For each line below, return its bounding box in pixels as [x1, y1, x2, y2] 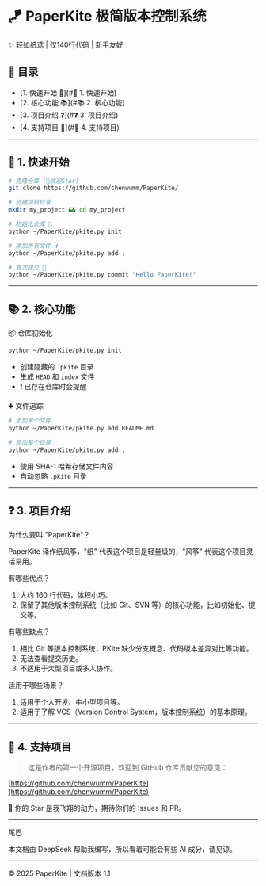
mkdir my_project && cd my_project [8, 206, 126, 214]
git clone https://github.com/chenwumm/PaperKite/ [8, 184, 179, 193]
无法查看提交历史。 [19, 654, 83, 663]
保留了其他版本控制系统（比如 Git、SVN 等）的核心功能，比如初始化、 [19, 600, 249, 610]
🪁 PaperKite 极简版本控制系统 [8, 7, 207, 25]
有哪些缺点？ [8, 627, 50, 636]
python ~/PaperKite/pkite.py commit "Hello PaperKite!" [8, 271, 196, 279]
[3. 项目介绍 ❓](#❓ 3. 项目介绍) [19, 110, 119, 120]
